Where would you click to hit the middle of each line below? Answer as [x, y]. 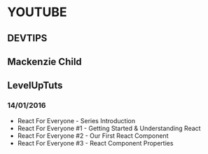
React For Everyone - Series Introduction [76, 120]
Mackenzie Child [44, 61]
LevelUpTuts [35, 86]
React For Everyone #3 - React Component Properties [95, 143]
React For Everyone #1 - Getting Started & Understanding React [109, 128]
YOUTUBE [37, 12]
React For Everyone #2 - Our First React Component [93, 135]
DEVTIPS [27, 38]
